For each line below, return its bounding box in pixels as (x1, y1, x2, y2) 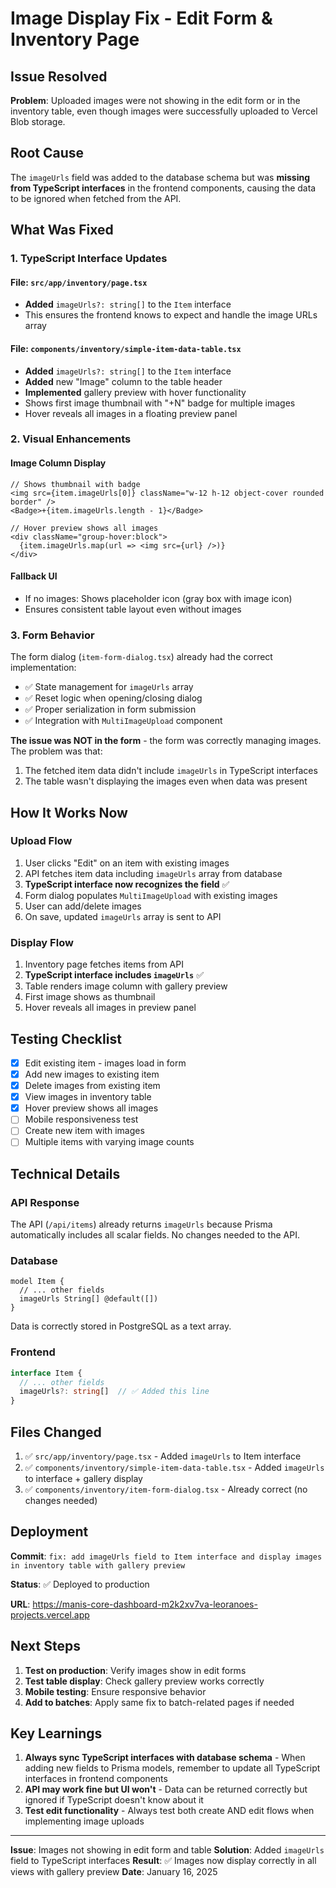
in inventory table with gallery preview (10, 1560, 186, 1571)
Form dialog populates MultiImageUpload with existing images (24, 889, 278, 901)
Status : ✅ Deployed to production (10, 1578, 150, 1590)
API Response (10, 1195, 80, 1209)
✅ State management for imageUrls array (24, 681, 194, 693)
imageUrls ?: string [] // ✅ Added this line (19, 1387, 210, 1397)
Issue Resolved (10, 68, 108, 85)
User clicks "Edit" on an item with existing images (24, 857, 230, 869)
